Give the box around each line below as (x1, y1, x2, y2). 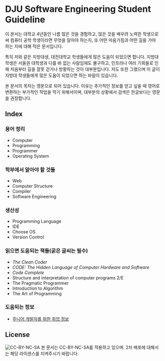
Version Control (12, 234, 44, 240)
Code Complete (12, 270, 44, 275)
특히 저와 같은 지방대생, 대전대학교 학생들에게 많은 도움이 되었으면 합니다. (5, 53, 146, 60)
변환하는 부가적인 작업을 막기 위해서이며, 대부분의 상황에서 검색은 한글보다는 (5, 89, 151, 95)
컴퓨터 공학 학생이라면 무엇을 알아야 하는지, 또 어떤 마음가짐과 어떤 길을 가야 (10, 37, 156, 43)
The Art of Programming (12, 290, 62, 296)
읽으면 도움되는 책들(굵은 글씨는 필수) (5, 247, 88, 254)
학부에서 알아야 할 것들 (5, 166, 56, 173)
